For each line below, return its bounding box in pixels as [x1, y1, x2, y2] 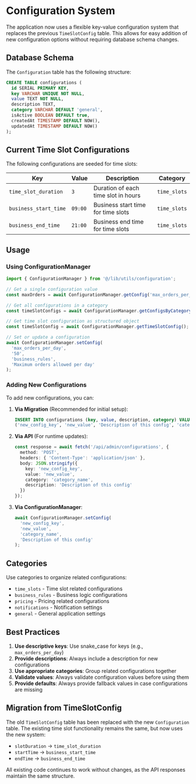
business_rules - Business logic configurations [14, 592, 128, 599]
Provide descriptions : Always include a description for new [14, 655, 159, 662]
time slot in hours [93, 191, 141, 200]
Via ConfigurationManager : [14, 504, 83, 511]
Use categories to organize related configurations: [6, 574, 127, 581]
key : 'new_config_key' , [25, 466, 83, 472]
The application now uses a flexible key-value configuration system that [6, 23, 179, 30]
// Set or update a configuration [6, 335, 90, 341]
